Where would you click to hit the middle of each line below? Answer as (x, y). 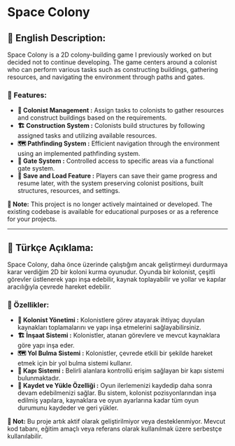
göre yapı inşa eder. (46, 345)
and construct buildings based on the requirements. (92, 118)
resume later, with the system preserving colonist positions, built (111, 183)
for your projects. (32, 219)
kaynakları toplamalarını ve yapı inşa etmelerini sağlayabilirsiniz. (109, 328)
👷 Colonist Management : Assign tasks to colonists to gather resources (121, 110)
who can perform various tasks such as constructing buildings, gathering (113, 70)
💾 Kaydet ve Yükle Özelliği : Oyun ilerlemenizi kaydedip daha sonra (115, 386)
